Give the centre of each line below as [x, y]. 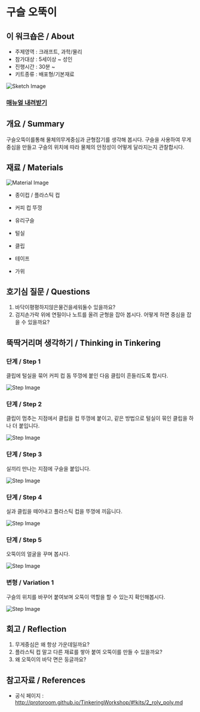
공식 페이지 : [29, 696]
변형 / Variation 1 [30, 583]
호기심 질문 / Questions [48, 292]
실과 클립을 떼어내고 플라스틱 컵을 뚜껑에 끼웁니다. [64, 511]
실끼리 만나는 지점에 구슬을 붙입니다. [48, 468]
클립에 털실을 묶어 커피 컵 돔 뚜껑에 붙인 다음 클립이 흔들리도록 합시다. [87, 376]
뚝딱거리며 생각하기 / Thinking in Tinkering [84, 343]
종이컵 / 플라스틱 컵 [37, 194]
